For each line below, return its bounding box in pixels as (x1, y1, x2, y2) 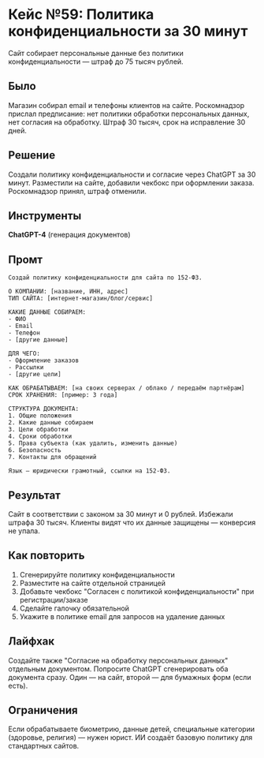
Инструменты (8, 209, 82, 222)
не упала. (8, 526, 41, 536)
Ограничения (8, 704, 78, 717)
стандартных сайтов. (8, 741, 80, 751)
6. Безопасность (8, 446, 61, 454)
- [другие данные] (8, 336, 69, 344)
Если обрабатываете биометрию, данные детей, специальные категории (8, 724, 255, 734)
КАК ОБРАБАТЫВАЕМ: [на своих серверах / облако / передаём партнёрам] (8, 384, 245, 392)
